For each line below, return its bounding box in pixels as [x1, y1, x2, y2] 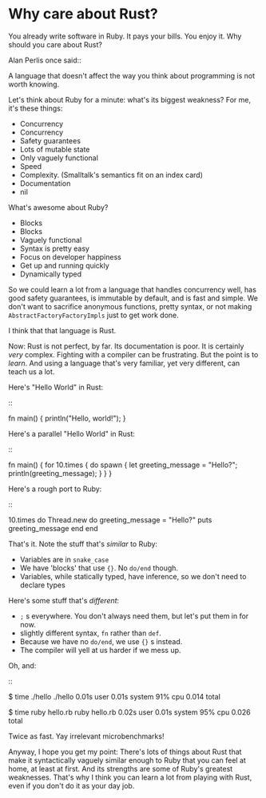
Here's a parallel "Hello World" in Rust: [8, 429, 136, 438]
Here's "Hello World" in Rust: [8, 382, 104, 392]
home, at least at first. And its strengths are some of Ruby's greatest [8, 764, 233, 773]
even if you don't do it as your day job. [8, 780, 135, 790]
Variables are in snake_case [19, 554, 109, 564]
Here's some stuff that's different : [8, 595, 120, 605]
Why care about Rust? [8, 5, 158, 23]
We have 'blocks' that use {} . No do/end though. [19, 562, 178, 573]
